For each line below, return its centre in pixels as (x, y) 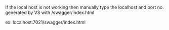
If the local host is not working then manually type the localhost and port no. (85, 7)
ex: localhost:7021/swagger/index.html (46, 22)
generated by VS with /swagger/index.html (50, 12)
